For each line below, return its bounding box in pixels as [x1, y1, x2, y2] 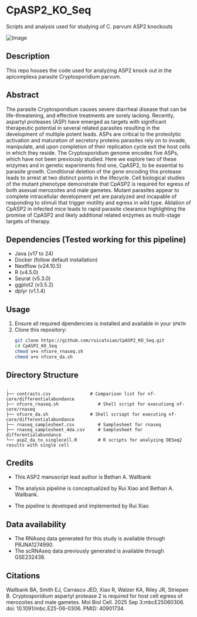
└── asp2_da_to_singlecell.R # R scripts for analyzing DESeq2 [6, 437, 182, 443]
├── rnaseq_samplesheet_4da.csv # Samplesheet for [6, 427, 143, 432]
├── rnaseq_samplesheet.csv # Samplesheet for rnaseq [6, 421, 161, 428]
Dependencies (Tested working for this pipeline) [6, 234, 186, 244]
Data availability [6, 519, 66, 529]
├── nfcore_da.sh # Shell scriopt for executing [6, 411, 167, 417]
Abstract [6, 90, 39, 100]
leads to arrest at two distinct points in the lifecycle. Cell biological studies [6, 174, 185, 181]
